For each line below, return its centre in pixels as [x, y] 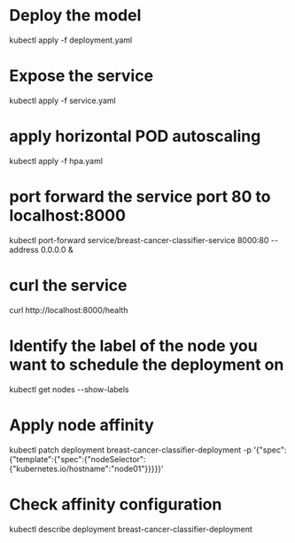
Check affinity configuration [116, 504]
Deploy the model [75, 16]
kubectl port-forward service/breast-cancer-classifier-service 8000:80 [139, 240]
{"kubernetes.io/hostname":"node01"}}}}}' [86, 468]
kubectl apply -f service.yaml [63, 100]
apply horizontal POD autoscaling [135, 136]
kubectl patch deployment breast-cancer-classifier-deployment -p [131, 450]
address [24, 249]
